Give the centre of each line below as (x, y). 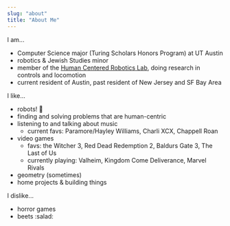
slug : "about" (27, 13)
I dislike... (21, 195)
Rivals (36, 167)
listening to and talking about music (67, 123)
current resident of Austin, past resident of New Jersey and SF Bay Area (119, 82)
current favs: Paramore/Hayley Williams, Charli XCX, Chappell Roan (123, 131)
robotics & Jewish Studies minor (62, 60)
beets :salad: (35, 216)
